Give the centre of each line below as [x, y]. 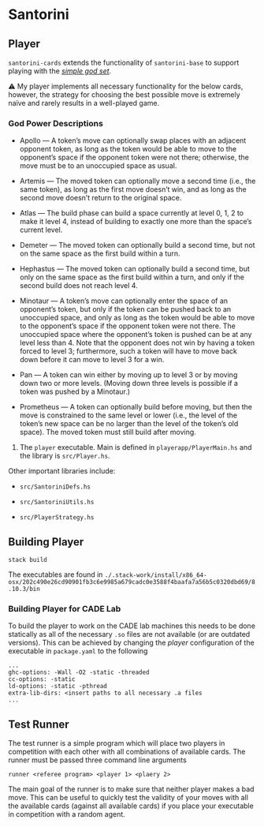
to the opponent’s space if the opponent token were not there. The [128, 326]
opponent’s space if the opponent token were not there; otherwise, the [134, 157]
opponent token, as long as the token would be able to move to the [128, 149]
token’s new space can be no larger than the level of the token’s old [129, 424]
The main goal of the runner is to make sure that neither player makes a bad [131, 789]
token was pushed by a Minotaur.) [75, 391]
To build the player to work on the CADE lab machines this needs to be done [132, 626]
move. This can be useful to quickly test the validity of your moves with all [128, 798]
